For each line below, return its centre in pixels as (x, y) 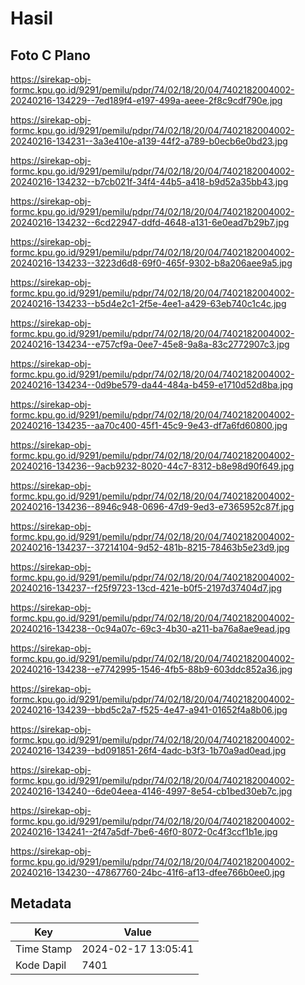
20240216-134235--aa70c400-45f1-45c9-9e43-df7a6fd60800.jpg (149, 425)
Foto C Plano (50, 55)
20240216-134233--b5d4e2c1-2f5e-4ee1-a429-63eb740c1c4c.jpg (148, 303)
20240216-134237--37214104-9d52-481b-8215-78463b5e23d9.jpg (150, 547)
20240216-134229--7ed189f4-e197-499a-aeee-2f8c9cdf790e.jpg (146, 100)
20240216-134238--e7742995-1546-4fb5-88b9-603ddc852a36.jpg (151, 669)
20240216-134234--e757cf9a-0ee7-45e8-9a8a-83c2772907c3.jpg (150, 344)
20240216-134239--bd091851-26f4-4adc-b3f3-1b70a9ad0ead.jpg (148, 750)
